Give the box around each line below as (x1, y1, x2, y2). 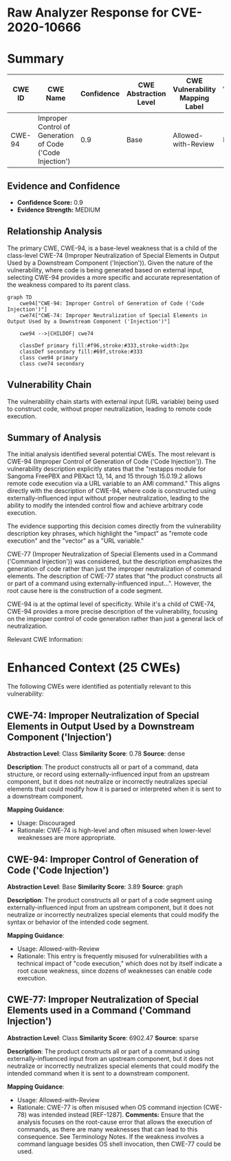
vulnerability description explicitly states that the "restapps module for (7, 465, 206, 473)
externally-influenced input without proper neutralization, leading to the (7, 494, 210, 503)
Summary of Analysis (7, 432, 102, 443)
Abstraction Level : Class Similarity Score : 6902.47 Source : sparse (7, 1033, 199, 1042)
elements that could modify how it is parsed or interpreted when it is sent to (7, 785, 222, 794)
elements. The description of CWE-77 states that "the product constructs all (7, 572, 223, 580)
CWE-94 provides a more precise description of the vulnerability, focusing (7, 607, 218, 616)
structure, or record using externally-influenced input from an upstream (7, 770, 210, 778)
